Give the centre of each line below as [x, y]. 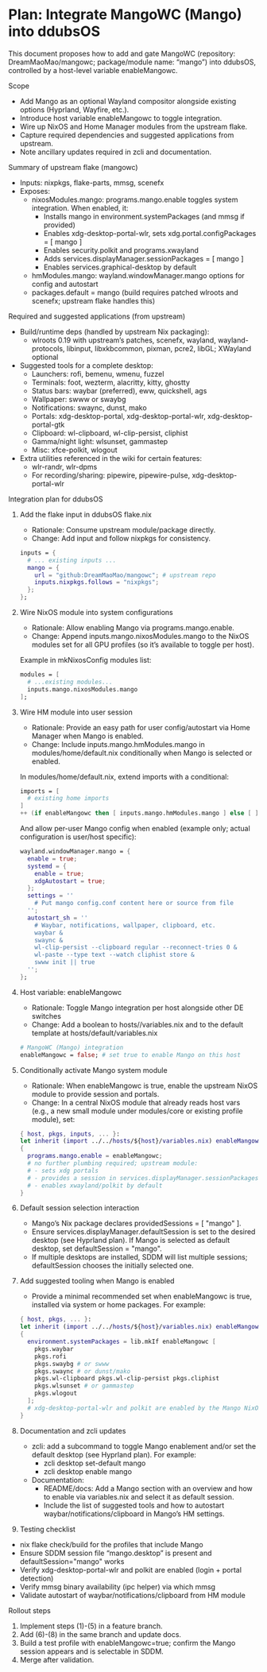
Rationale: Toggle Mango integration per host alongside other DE [137, 1008]
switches [46, 1016]
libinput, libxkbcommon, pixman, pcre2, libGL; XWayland [159, 348]
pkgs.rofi [50, 1357]
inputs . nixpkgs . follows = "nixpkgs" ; [97, 582]
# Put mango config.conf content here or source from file [134, 904]
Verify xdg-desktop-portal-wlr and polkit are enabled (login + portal [131, 1569]
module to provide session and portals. [95, 1093]
